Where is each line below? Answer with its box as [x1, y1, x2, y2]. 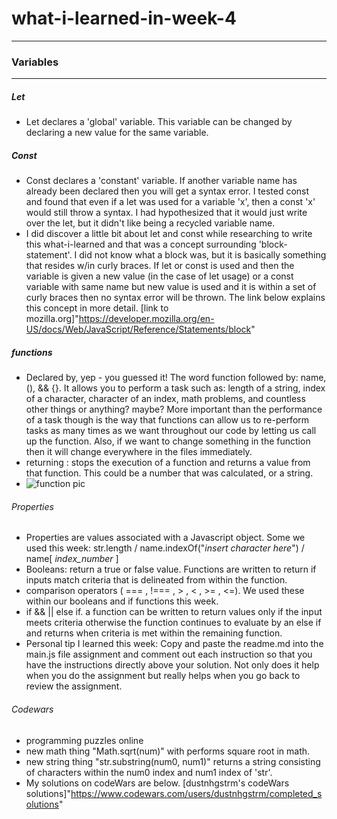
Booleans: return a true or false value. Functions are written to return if [25, 563, 317, 576]
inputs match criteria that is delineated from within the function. [25, 574, 288, 586]
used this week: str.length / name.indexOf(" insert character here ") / [25, 542, 305, 554]
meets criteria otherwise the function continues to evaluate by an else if [25, 617, 322, 629]
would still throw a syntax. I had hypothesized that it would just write [25, 207, 308, 219]
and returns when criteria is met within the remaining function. [25, 627, 283, 639]
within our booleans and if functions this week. [25, 595, 219, 607]
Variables [11, 55, 59, 69]
